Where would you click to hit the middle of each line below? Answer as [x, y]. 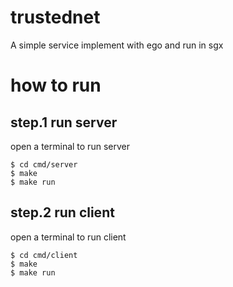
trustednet [55, 17]
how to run [56, 85]
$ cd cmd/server [44, 164]
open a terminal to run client [68, 237]
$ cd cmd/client [44, 255]
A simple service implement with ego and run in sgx [117, 45]
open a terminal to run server [70, 146]
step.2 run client [62, 212]
